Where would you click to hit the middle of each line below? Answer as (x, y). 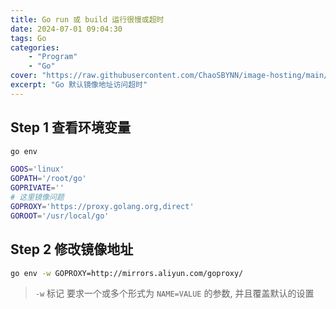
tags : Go (28, 38)
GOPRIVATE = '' (37, 188)
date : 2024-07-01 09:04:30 (66, 29)
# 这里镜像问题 (37, 197)
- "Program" (53, 57)
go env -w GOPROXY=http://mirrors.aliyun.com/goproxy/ (127, 273)
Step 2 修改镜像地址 (72, 249)
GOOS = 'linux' (37, 169)
